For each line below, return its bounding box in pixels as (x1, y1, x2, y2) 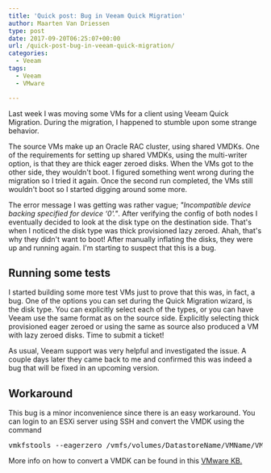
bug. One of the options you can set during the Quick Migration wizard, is (8, 296, 252, 306)
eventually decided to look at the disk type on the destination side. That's (8, 217, 252, 227)
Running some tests (8, 266, 111, 279)
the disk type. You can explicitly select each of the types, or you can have (8, 304, 254, 315)
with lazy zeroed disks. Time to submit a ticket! (8, 330, 165, 340)
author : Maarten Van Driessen (8, 19, 110, 27)
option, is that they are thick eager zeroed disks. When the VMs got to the (8, 158, 254, 168)
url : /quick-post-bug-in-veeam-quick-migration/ (8, 42, 175, 50)
